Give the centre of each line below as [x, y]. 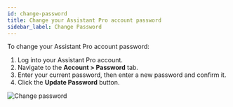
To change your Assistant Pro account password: [78, 47]
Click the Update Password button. [68, 83]
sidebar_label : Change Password [54, 27]
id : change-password [38, 14]
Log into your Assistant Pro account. [70, 60]
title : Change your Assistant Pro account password [84, 20]
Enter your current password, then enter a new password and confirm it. [122, 75]
